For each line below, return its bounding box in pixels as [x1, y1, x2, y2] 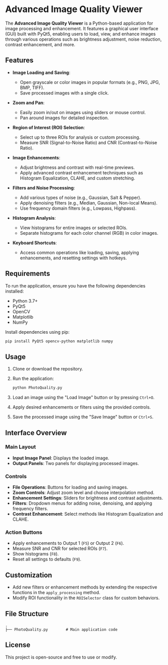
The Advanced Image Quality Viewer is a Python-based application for [5, 20, 153, 26]
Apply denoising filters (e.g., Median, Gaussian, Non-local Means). [20, 200, 158, 206]
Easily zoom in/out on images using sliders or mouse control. [20, 109, 146, 115]
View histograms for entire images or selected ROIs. [20, 225, 128, 231]
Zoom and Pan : [12, 100, 45, 106]
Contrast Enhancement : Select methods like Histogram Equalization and [12, 511, 163, 517]
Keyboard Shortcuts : [12, 240, 57, 246]
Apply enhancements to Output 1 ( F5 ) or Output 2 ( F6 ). [12, 540, 124, 546]
